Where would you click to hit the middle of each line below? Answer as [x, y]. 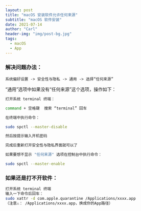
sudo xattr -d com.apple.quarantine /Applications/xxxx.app [71, 198]
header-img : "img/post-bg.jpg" [39, 34]
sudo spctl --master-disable [36, 127]
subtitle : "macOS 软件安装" [34, 20]
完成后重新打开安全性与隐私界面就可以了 [41, 145]
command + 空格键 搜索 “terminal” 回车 [46, 108]
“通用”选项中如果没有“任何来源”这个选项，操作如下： [61, 89]
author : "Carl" [21, 29]
